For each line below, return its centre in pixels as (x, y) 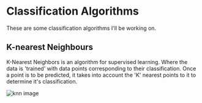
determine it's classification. (42, 81)
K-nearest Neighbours (50, 47)
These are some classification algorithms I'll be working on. (81, 28)
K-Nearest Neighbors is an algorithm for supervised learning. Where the (97, 62)
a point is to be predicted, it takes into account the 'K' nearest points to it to (101, 75)
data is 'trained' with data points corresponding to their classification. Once (101, 68)
